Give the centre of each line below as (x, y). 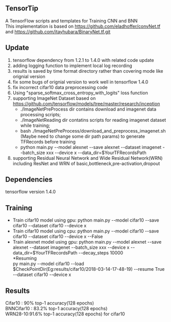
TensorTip (22, 8)
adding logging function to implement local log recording (72, 66)
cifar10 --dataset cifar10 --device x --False (58, 237)
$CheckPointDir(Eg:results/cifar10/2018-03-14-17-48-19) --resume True (89, 269)
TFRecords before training (48, 142)
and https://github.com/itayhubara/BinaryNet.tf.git (58, 31)
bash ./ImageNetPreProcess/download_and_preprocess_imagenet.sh (93, 131)
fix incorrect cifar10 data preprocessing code (60, 87)
